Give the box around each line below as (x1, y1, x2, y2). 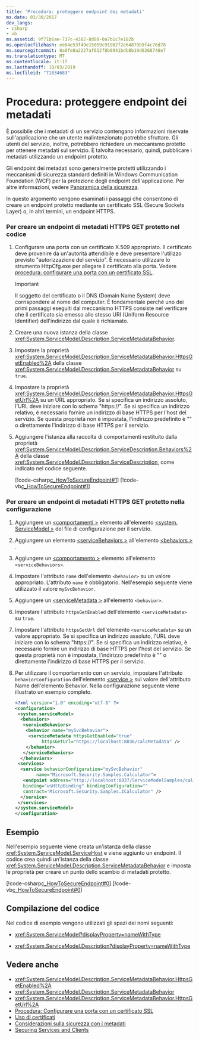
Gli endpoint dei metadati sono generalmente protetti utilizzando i (6, 165, 166, 172)
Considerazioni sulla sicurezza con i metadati (14, 1020, 126, 1027)
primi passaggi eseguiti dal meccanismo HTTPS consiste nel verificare (14, 305, 188, 312)
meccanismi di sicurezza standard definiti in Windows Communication (6, 171, 178, 178)
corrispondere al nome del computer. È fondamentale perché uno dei (14, 299, 184, 306)
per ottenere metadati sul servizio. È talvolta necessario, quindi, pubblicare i (6, 147, 192, 154)
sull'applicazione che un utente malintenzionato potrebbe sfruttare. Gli (6, 134, 178, 141)
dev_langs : (6, 20, 33, 26)
